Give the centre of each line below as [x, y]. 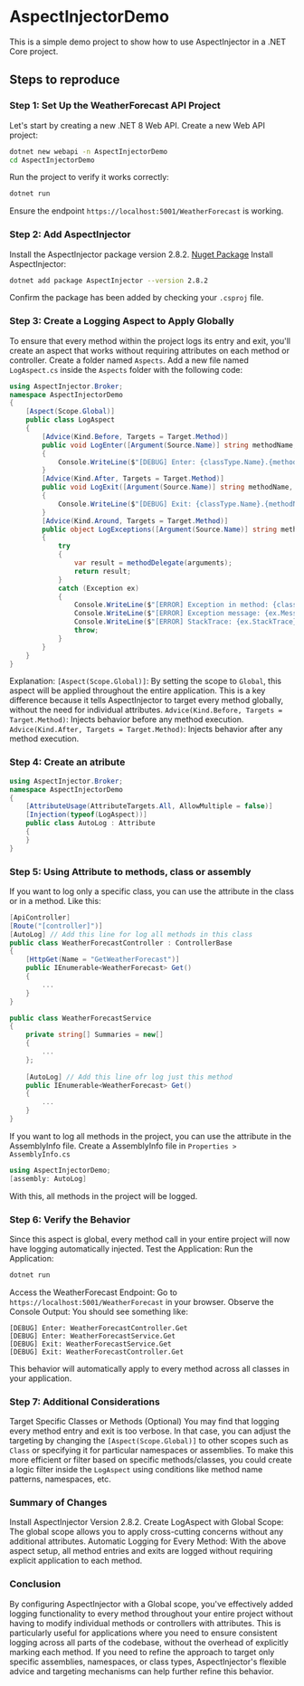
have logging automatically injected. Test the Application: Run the [131, 1248]
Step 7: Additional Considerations [85, 1402]
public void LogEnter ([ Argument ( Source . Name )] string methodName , [170, 445]
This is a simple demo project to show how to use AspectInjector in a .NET [148, 42]
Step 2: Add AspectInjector [70, 234]
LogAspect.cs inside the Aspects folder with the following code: [126, 369]
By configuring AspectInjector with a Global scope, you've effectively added [152, 1604]
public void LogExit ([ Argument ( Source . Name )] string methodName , [168, 487]
